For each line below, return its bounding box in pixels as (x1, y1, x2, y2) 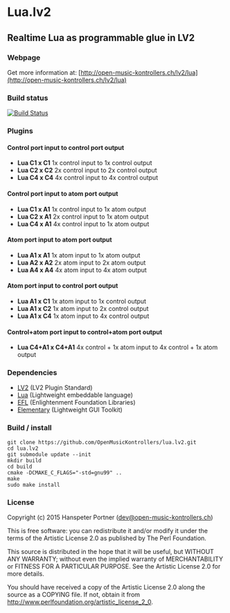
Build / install (7, 423, 52, 433)
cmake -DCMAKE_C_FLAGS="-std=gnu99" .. (7, 469, 123, 476)
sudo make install (7, 481, 60, 488)
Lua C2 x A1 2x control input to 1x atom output (17, 212, 149, 221)
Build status (7, 93, 48, 103)
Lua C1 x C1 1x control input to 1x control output (17, 159, 152, 167)
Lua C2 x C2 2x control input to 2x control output (17, 166, 157, 174)
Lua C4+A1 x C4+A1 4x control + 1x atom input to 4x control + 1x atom (17, 343, 218, 351)
